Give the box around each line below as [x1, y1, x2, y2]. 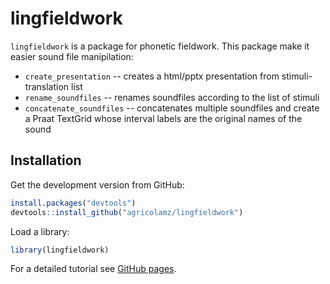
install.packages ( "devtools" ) [10, 198, 137, 208]
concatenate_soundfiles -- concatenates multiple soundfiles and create [24, 102, 320, 114]
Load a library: [10, 225, 70, 237]
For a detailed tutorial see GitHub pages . [10, 263, 177, 275]
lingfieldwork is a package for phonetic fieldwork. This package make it [10, 40, 310, 52]
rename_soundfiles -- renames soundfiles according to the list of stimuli [24, 91, 320, 103]
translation [24, 80, 70, 92]
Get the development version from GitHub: [10, 178, 185, 191]
